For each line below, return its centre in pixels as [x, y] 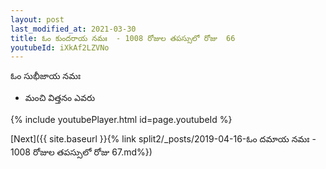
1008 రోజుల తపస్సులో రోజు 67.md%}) [81, 152]
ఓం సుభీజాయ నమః [46, 76]
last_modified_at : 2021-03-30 [73, 29]
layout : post [37, 19]
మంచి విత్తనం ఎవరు [60, 98]
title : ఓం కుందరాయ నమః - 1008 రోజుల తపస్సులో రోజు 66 [123, 38]
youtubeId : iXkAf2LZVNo [60, 47]
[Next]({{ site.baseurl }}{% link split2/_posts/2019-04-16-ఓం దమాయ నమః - [163, 139]
